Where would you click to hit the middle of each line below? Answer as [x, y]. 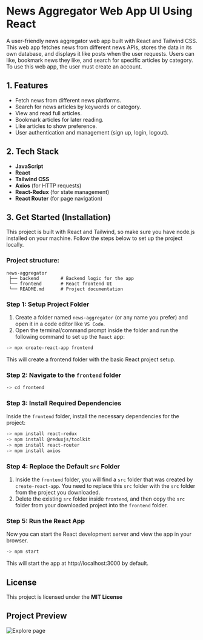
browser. [17, 541]
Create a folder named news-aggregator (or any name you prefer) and [101, 317]
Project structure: [33, 261]
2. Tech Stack [33, 152]
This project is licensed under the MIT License [65, 597]
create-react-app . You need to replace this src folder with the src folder [105, 486]
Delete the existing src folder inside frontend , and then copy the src [100, 499]
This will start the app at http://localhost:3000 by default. [77, 563]
